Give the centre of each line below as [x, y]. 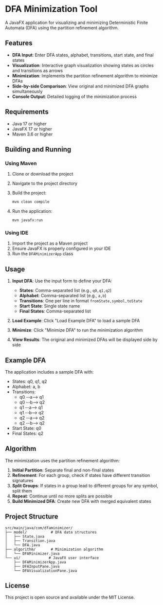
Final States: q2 [28, 433]
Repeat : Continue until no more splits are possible [62, 496]
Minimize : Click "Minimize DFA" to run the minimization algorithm [77, 330]
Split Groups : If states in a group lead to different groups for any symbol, [85, 486]
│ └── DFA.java [23, 545]
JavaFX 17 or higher [32, 129]
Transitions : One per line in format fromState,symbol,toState [81, 301]
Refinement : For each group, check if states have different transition [81, 475]
